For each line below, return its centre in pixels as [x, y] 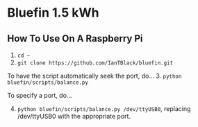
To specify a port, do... [40, 95]
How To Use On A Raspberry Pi [75, 39]
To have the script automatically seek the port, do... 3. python [94, 76]
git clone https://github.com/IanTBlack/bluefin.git [95, 63]
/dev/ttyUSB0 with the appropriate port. [74, 116]
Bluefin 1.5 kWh [53, 13]
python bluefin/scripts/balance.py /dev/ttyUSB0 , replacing [104, 109]
